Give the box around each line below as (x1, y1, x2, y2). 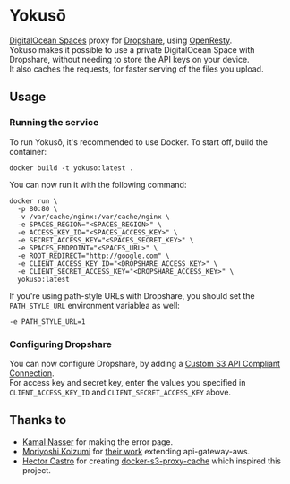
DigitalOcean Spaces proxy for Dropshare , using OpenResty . (9, 35, 233, 46)
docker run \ (9, 196, 58, 206)
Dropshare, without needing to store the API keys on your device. (9, 54, 250, 64)
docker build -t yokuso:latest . (9, 163, 134, 173)
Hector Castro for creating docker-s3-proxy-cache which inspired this (21, 455, 282, 466)
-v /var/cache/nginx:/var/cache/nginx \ (17, 212, 170, 221)
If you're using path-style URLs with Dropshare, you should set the (9, 290, 255, 301)
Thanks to (9, 412, 67, 428)
